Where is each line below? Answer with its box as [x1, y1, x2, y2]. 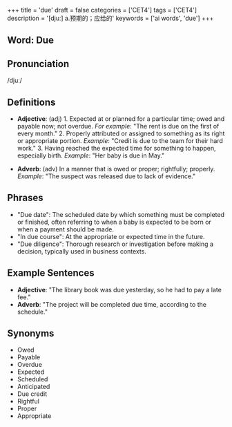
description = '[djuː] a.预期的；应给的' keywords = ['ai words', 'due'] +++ [7, 14, 214, 22]
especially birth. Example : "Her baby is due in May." [17, 151, 165, 160]
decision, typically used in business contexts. [17, 247, 147, 255]
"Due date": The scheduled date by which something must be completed [17, 210, 225, 218]
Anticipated [17, 383, 50, 391]
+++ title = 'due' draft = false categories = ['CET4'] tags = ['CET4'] [7, 6, 197, 14]
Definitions [7, 96, 56, 108]
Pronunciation [7, 58, 70, 70]
